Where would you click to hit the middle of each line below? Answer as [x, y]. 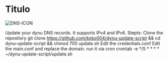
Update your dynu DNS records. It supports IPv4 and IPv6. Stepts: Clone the [84, 32]
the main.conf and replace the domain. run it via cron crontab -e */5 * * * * [82, 48]
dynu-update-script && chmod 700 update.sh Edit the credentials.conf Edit [83, 43]
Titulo [18, 9]
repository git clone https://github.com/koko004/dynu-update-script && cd [83, 38]
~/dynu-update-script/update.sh [39, 54]
